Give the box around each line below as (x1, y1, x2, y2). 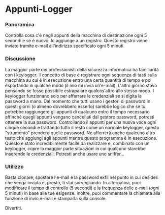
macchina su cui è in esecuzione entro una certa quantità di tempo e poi (5, 77, 152, 83)
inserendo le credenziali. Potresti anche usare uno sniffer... (5, 151, 125, 157)
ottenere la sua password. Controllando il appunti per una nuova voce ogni (5, 119, 157, 125)
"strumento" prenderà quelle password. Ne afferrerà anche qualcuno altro (5, 130, 155, 136)
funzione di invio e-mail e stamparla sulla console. (5, 196, 107, 202)
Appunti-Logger (5, 3, 73, 15)
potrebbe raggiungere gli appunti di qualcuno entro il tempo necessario (5, 108, 150, 114)
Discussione (5, 55, 35, 62)
